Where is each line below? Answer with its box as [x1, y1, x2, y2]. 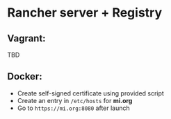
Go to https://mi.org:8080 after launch [17, 104, 130, 112]
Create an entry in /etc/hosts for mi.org [17, 96, 133, 104]
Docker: [7, 71, 43, 82]
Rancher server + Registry [7, 5, 163, 21]
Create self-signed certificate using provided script [17, 89, 165, 98]
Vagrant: [7, 33, 47, 44]
